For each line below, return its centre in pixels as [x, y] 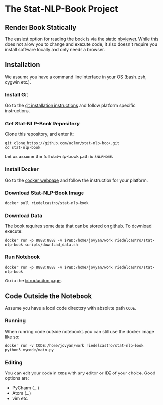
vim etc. [20, 398]
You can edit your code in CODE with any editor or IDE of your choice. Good [80, 373]
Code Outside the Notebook [49, 296]
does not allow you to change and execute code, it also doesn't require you [81, 44]
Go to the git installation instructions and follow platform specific [70, 106]
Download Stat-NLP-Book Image [45, 193]
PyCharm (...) [26, 388]
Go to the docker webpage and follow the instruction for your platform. [77, 180]
